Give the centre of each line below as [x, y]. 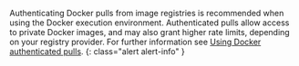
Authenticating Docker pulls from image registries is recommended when [147, 13]
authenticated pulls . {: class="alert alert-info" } [97, 52]
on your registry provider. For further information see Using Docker [135, 42]
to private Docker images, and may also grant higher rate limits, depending [149, 32]
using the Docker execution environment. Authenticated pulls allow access [149, 23]
